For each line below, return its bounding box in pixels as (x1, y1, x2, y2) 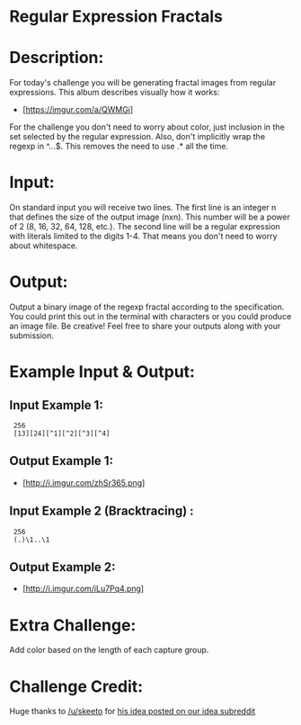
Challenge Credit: (9, 676, 144, 696)
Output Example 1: (9, 453, 114, 469)
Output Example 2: (9, 559, 116, 575)
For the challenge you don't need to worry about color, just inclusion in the (9, 121, 285, 132)
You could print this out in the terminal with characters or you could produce (9, 311, 292, 321)
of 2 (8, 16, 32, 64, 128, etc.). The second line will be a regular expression (9, 221, 280, 232)
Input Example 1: (9, 398, 103, 413)
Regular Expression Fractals (9, 6, 223, 27)
